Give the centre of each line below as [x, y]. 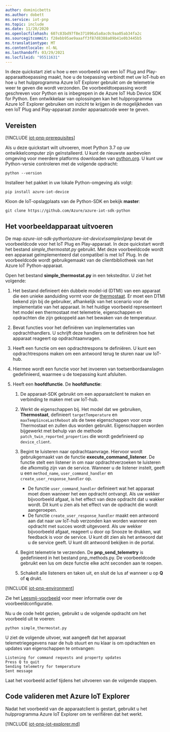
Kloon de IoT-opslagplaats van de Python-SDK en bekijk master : [73, 201]
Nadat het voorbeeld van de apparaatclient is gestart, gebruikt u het [76, 709]
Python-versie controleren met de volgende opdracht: [62, 164]
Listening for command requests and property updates [63, 658]
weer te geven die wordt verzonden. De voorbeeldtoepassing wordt [76, 88]
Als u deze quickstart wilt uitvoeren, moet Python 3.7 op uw [68, 148]
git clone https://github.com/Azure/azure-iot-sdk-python [68, 211]
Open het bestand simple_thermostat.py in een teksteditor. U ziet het [78, 275]
